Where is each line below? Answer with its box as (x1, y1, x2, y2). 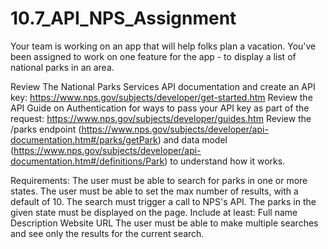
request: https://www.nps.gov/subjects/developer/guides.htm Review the (10, 112, 312, 124)
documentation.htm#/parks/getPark (10, 133, 158, 146)
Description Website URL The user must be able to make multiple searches (10, 217, 319, 229)
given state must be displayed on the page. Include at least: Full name (10, 206, 298, 218)
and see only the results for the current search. (10, 227, 205, 239)
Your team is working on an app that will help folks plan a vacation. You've (10, 40, 317, 52)
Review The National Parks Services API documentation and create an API (10, 80, 316, 92)
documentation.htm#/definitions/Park (10, 155, 165, 167)
